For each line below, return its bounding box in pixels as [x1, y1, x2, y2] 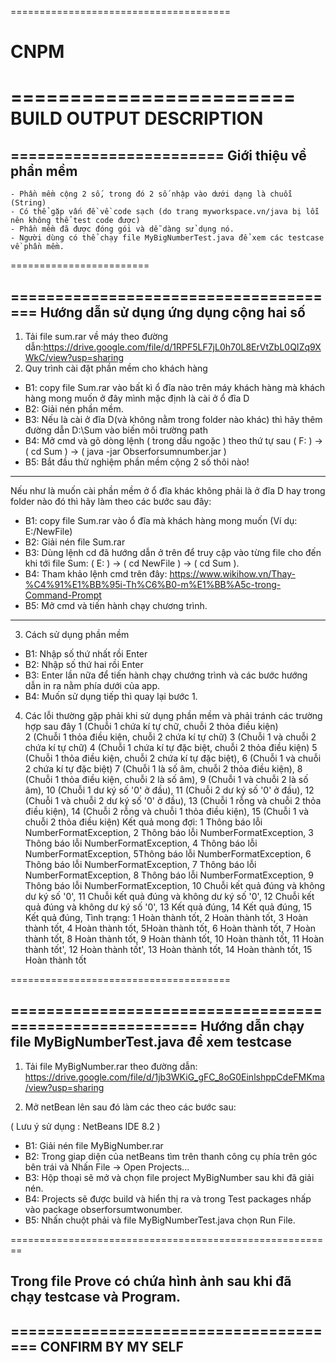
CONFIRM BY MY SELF [39, 1338, 184, 1355]
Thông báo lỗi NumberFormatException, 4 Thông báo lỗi [24, 837, 258, 849]
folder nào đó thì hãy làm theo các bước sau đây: [10, 496, 212, 507]
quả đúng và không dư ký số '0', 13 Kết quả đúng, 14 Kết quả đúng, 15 [24, 901, 312, 913]
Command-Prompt [24, 589, 102, 601]
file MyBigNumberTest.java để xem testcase [10, 1034, 292, 1051]
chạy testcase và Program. [10, 1289, 182, 1306]
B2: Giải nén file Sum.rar [24, 536, 126, 548]
